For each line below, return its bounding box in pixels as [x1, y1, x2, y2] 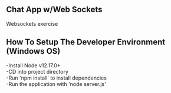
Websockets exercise [6, 20, 58, 27]
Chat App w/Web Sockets [6, 5, 103, 15]
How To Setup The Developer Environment [6, 37, 166, 47]
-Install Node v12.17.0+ [6, 61, 61, 69]
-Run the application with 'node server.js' [6, 80, 106, 87]
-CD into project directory [6, 68, 69, 75]
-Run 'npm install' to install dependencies [6, 74, 107, 81]
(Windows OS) [6, 46, 61, 56]
